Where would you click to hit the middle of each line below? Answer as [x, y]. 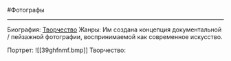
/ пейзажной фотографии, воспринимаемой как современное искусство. [115, 37]
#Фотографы [26, 10]
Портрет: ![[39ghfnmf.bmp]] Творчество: [66, 50]
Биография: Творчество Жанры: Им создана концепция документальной [114, 29]
